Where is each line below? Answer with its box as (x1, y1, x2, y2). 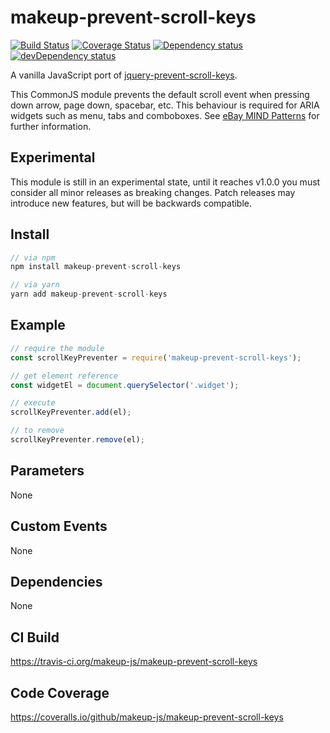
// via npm (10, 252, 56, 263)
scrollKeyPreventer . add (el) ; (10, 407, 132, 418)
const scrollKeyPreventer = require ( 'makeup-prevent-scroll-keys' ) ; (10, 352, 302, 363)
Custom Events (10, 518, 108, 535)
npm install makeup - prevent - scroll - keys (10, 262, 182, 272)
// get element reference (10, 371, 118, 381)
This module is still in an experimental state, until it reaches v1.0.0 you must (10, 176, 321, 188)
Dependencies (10, 573, 103, 590)
